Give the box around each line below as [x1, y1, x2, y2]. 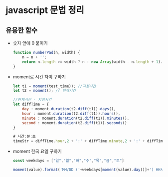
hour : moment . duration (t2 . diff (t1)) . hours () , [22, 111, 121, 116]
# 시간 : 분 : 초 [12, 134, 36, 139]
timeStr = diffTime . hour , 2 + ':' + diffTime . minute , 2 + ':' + [12, 139, 145, 144]
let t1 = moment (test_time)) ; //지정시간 [12, 83, 96, 89]
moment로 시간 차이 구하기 [12, 73, 66, 80]
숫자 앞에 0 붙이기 [12, 40, 48, 46]
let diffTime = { [12, 102, 49, 107]
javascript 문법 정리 [5, 4, 84, 16]
